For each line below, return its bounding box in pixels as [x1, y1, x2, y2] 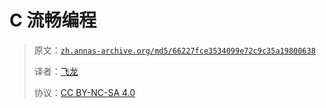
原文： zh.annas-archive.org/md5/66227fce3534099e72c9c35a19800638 [33, 44, 316, 56]
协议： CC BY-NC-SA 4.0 [33, 86, 136, 98]
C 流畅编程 [9, 9, 97, 32]
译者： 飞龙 [33, 65, 79, 77]
